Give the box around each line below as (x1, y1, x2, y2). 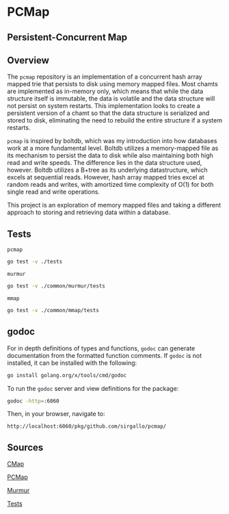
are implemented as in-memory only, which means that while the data (7, 87, 204, 96)
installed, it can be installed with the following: (7, 359, 137, 367)
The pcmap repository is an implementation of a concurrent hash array (7, 73, 203, 81)
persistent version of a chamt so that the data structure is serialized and (7, 109, 210, 117)
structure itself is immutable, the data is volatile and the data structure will (7, 94, 215, 103)
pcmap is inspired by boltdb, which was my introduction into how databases (7, 137, 217, 145)
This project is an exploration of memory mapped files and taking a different (7, 201, 221, 209)
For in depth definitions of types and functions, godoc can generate (7, 344, 196, 352)
